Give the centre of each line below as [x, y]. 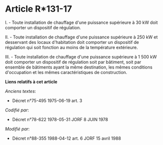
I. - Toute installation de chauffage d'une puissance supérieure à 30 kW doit [81, 22]
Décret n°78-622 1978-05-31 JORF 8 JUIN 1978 [60, 119]
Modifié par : [18, 129]
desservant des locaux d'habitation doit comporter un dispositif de [72, 42]
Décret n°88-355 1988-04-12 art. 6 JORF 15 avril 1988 [66, 138]
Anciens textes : [21, 91]
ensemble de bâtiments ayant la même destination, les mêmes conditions [79, 67]
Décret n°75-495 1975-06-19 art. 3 [47, 100]
